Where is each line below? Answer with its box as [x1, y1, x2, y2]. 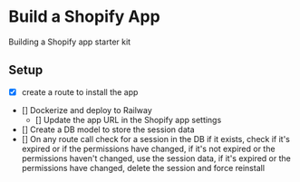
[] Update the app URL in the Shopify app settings [34, 114, 222, 125]
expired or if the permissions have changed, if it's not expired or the [21, 143, 276, 154]
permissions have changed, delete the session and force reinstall [21, 162, 265, 173]
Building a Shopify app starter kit [8, 36, 131, 47]
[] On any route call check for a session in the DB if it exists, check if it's [21, 133, 291, 144]
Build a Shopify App [8, 6, 160, 27]
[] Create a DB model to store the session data [21, 124, 196, 135]
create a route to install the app [21, 86, 139, 97]
